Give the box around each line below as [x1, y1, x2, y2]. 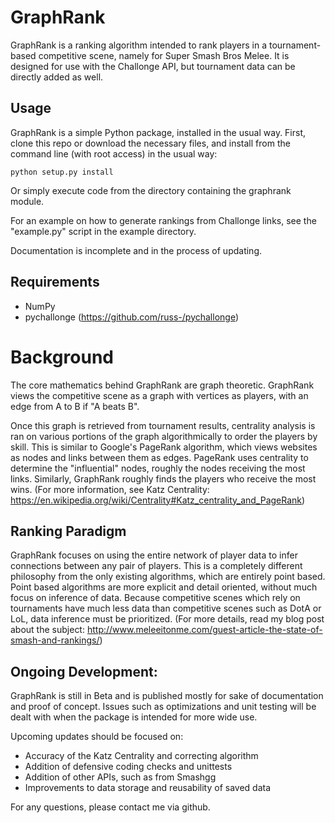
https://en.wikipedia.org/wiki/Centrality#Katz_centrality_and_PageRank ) [10, 494, 306, 506]
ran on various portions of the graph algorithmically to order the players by [10, 430, 318, 442]
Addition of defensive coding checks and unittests [24, 761, 233, 773]
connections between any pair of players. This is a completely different [10, 560, 303, 572]
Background [10, 346, 114, 368]
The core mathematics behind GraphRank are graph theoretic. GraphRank [10, 379, 315, 391]
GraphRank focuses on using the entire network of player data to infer [10, 549, 298, 561]
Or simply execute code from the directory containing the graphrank [10, 184, 292, 196]
